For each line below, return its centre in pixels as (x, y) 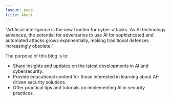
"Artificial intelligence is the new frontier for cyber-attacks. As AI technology (85, 29)
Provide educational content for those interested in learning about (82, 76)
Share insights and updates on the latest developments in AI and (81, 66)
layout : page (19, 10)
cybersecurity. (28, 71)
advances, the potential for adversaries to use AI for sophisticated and (79, 35)
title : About (19, 15)
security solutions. (47, 82)
